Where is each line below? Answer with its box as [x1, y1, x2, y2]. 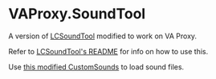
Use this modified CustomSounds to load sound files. [8, 61, 185, 72]
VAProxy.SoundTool [8, 5, 146, 23]
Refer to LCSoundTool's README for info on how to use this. [8, 46, 209, 56]
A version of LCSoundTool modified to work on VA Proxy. [8, 31, 198, 41]
